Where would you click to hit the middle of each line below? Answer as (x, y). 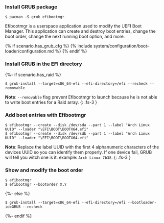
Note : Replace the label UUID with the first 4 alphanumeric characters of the (82, 147)
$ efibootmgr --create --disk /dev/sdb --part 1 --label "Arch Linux (78, 133)
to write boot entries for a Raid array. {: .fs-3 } (51, 102)
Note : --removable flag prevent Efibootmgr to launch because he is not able (81, 97)
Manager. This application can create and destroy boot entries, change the (80, 31)
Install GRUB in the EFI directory (44, 64)
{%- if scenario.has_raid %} (33, 74)
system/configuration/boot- (121, 46)
